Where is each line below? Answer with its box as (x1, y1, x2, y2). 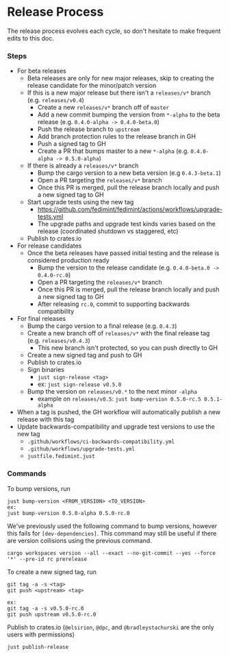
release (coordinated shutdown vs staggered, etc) (37, 227, 179, 235)
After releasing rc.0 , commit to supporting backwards (37, 300, 190, 309)
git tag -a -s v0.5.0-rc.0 (7, 605, 84, 612)
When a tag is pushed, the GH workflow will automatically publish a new (16, 408, 221, 416)
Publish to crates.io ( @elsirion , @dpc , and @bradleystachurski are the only (7, 623, 214, 631)
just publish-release (7, 643, 69, 650)
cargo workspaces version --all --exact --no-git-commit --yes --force (7, 549, 216, 556)
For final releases (16, 315, 66, 323)
